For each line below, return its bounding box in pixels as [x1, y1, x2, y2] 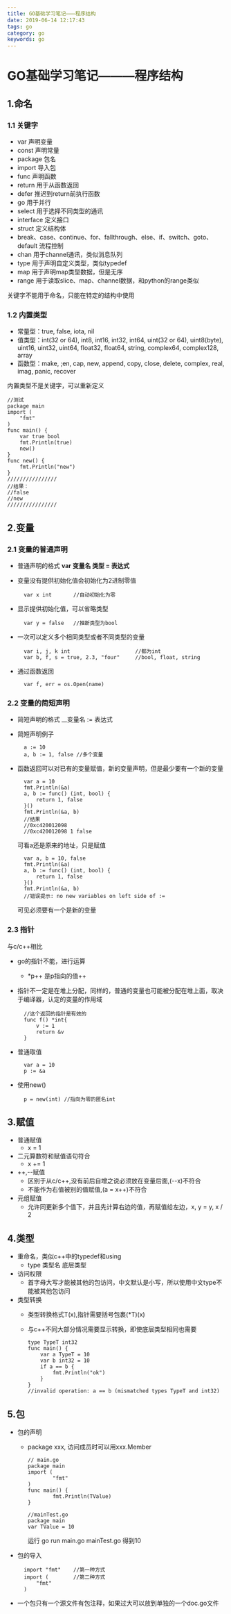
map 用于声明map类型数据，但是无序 [17, 268, 123, 276]
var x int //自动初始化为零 [24, 591, 116, 598]
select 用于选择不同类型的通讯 [17, 207, 104, 215]
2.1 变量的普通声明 [7, 544, 68, 554]
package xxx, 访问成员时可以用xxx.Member [27, 1442, 152, 1451]
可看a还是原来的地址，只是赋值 [17, 841, 106, 849]
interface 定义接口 [17, 216, 69, 224]
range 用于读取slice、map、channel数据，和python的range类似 [17, 276, 199, 285]
